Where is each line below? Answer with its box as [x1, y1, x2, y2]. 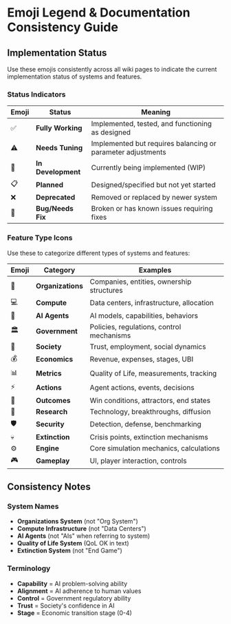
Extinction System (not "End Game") [16, 546, 122, 555]
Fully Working [35, 123, 82, 133]
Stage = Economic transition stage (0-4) [16, 608, 133, 617]
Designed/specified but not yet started [91, 180, 216, 189]
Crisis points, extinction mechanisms [89, 432, 208, 441]
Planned [35, 180, 64, 189]
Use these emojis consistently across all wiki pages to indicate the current [7, 65, 217, 73]
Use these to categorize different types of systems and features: [7, 249, 190, 257]
